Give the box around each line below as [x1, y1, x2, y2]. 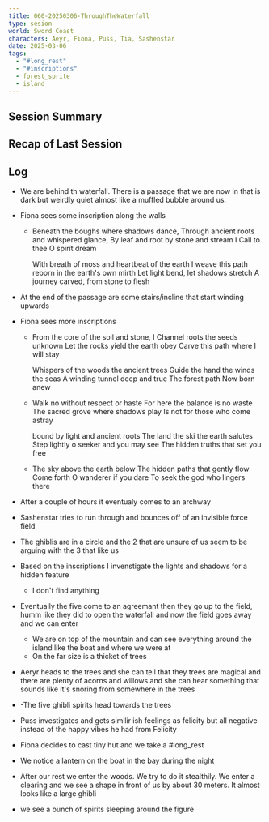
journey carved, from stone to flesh [32, 276, 150, 286]
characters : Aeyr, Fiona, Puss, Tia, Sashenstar [8, 34, 175, 43]
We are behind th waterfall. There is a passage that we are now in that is [19, 186, 261, 196]
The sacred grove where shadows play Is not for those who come [32, 407, 251, 417]
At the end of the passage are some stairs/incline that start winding [19, 293, 245, 302]
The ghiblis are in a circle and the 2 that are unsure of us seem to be [19, 537, 248, 547]
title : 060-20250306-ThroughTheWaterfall [8, 11, 150, 20]
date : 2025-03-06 [8, 42, 67, 50]
